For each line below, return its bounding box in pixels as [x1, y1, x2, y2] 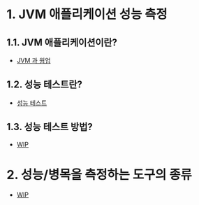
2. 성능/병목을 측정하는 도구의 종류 [6, 167, 193, 183]
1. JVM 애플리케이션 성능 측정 [6, 6, 168, 22]
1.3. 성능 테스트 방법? [6, 121, 93, 133]
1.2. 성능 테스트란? [6, 78, 83, 91]
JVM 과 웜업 [16, 57, 51, 64]
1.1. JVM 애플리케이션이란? [6, 36, 118, 48]
